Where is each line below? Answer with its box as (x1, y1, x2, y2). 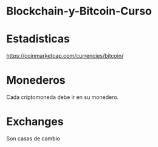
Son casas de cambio (6, 135, 61, 142)
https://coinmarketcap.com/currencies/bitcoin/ (6, 52, 124, 60)
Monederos (6, 73, 66, 87)
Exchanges (6, 115, 64, 129)
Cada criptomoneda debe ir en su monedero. (6, 94, 119, 101)
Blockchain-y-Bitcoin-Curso (6, 4, 152, 18)
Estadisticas (6, 32, 70, 46)
